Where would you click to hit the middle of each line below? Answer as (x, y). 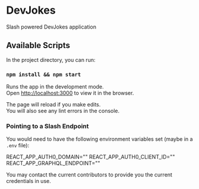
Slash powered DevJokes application (51, 27)
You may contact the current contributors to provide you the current (89, 175)
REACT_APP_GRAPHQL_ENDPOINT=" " (53, 163)
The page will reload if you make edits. (53, 105)
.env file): (18, 146)
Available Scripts (38, 45)
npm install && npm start (44, 74)
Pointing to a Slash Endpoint (48, 126)
